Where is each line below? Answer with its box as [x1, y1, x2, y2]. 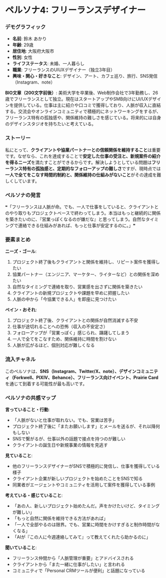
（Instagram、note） [12, 79, 55, 85]
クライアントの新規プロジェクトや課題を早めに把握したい [12, 290, 130, 296]
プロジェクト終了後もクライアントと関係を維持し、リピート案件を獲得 [12, 259, 156, 265]
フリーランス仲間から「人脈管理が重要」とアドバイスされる [12, 555, 134, 561]
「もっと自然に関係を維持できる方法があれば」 [12, 515, 108, 521]
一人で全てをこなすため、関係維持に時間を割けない [12, 336, 117, 342]
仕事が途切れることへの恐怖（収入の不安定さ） [12, 324, 108, 330]
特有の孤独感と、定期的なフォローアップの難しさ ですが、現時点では [22, 165, 161, 172]
